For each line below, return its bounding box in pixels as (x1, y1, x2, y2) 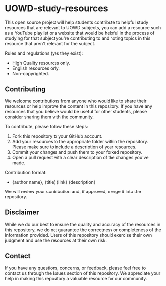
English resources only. (12, 65, 60, 71)
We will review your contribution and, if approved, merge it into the (5, 189, 141, 194)
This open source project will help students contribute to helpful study (5, 19, 149, 25)
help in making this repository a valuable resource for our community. (5, 276, 147, 282)
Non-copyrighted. (12, 70, 49, 76)
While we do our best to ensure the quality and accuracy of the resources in (5, 221, 161, 227)
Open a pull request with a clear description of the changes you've (12, 154, 149, 160)
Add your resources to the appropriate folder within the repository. (12, 138, 149, 144)
